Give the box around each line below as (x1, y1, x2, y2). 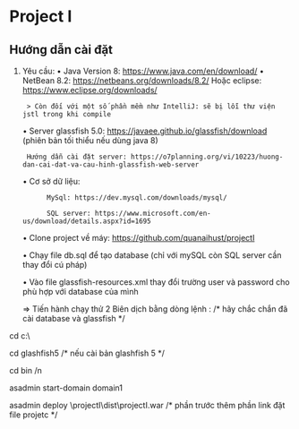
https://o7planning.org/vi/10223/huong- (131, 152, 284, 161)
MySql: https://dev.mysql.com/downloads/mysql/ (46, 193, 227, 202)
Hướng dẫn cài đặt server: (26, 152, 127, 161)
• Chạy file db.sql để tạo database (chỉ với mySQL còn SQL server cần (21, 250, 282, 261)
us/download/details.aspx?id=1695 (21, 217, 151, 226)
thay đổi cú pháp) (21, 260, 88, 270)
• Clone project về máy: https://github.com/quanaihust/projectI (21, 233, 255, 243)
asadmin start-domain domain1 (9, 382, 124, 393)
